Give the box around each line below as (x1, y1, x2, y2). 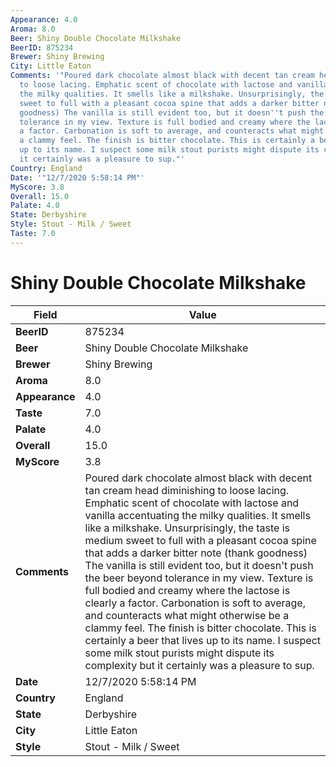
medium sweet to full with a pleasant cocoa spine (84, 533, 317, 547)
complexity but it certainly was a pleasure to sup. (84, 658, 315, 672)
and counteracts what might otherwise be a (84, 608, 290, 622)
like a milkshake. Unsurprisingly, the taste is (84, 521, 291, 535)
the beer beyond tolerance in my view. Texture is (84, 571, 314, 585)
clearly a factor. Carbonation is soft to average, (84, 596, 306, 610)
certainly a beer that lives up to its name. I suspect (84, 633, 322, 647)
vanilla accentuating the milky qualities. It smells (84, 508, 311, 522)
